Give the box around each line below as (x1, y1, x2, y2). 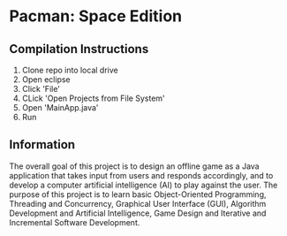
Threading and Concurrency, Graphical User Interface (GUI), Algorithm (9, 198, 267, 209)
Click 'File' (21, 84, 60, 94)
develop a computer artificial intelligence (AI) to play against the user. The (9, 179, 278, 190)
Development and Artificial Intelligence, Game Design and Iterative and (9, 208, 267, 218)
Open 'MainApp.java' (21, 103, 99, 112)
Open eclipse (21, 74, 71, 85)
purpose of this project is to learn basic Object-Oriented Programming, (9, 188, 267, 200)
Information (9, 137, 76, 152)
